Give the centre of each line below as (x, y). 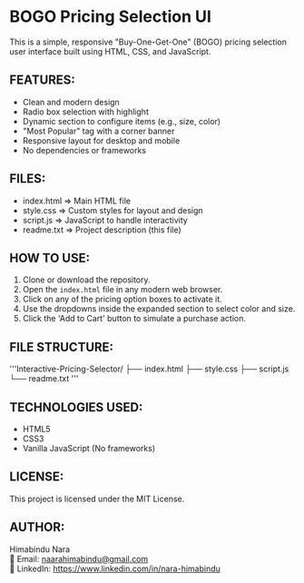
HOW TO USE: (50, 257)
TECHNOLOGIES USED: (76, 407)
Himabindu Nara (40, 549)
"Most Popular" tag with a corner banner (98, 131)
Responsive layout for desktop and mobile (101, 140)
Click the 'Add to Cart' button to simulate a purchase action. (134, 319)
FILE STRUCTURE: (62, 347)
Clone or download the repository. (87, 280)
